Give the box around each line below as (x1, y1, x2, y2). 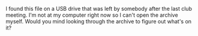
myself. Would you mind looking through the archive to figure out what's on (5, 18, 192, 25)
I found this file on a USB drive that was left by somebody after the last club (5, 5, 193, 12)
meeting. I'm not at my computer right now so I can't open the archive (5, 11, 178, 19)
